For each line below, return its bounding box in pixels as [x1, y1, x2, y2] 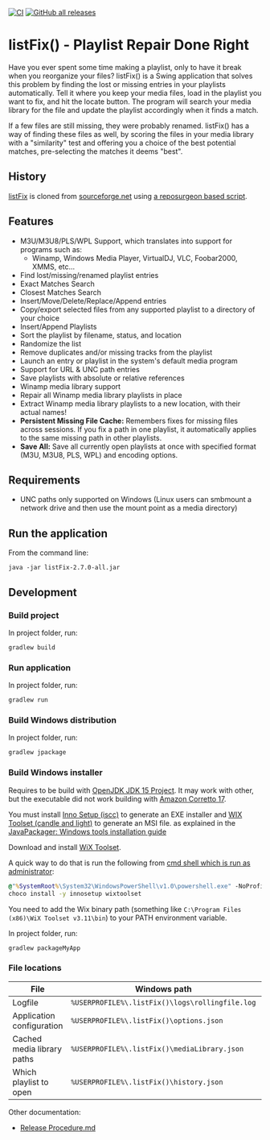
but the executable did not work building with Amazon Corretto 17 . [8, 794, 227, 803]
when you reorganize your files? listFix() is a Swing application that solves [8, 71, 253, 81]
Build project [8, 609, 59, 620]
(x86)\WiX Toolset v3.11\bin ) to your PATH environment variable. [8, 913, 227, 922]
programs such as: [19, 244, 83, 254]
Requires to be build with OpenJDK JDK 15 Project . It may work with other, [8, 786, 255, 795]
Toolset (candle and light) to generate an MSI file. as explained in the [8, 818, 235, 827]
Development [8, 585, 78, 599]
